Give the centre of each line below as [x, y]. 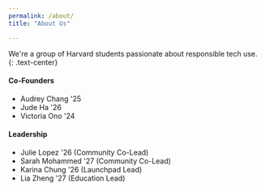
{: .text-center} [33, 62]
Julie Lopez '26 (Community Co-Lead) [84, 152]
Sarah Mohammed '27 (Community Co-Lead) [96, 161]
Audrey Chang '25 [51, 99]
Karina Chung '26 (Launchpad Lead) [81, 169]
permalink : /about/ [41, 16]
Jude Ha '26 [41, 107]
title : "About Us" [39, 23]
